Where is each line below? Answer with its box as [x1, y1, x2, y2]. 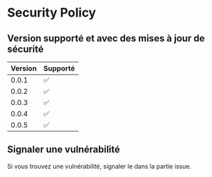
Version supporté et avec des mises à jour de [7, 32, 205, 44]
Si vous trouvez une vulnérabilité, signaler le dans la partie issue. [7, 162, 192, 170]
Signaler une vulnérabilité [7, 144, 121, 156]
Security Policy [7, 5, 97, 21]
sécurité [7, 43, 44, 55]
